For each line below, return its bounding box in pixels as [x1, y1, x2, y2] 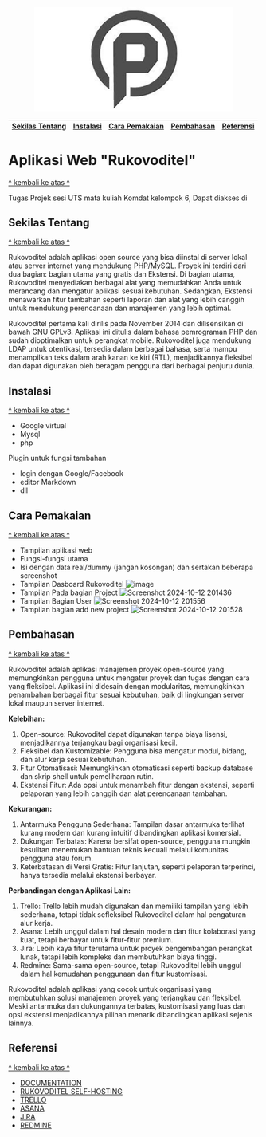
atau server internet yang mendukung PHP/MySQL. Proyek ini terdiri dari [8, 261, 247, 270]
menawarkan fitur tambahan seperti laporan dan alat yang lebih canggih [8, 295, 245, 305]
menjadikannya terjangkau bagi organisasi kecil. [19, 738, 178, 747]
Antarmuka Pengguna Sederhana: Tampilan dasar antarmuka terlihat [19, 819, 245, 828]
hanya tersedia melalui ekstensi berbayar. [19, 870, 157, 879]
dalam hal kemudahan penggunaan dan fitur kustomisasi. [19, 969, 208, 978]
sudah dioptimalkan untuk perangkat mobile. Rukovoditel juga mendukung [8, 336, 252, 345]
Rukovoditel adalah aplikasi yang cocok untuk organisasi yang [8, 984, 212, 993]
